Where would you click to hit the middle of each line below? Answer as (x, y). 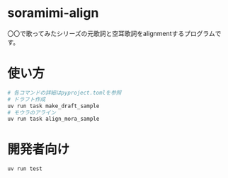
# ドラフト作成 (27, 99)
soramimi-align (53, 13)
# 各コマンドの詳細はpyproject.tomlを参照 (64, 93)
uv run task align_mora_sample (53, 119)
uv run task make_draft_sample (53, 106)
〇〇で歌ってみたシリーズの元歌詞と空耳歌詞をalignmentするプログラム (111, 33)
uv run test (25, 169)
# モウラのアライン (32, 112)
